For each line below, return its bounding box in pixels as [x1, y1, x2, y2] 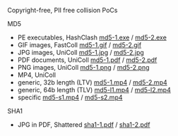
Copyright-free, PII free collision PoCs [7, 6, 118, 14]
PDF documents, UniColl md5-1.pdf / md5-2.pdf [17, 56, 158, 64]
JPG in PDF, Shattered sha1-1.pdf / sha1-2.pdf [17, 120, 150, 129]
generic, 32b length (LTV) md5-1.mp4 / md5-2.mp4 [17, 78, 167, 87]
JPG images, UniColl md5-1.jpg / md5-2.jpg [17, 49, 145, 56]
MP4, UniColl [17, 70, 57, 79]
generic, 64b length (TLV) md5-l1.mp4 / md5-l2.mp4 [17, 86, 171, 94]
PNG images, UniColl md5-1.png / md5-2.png [17, 63, 150, 71]
